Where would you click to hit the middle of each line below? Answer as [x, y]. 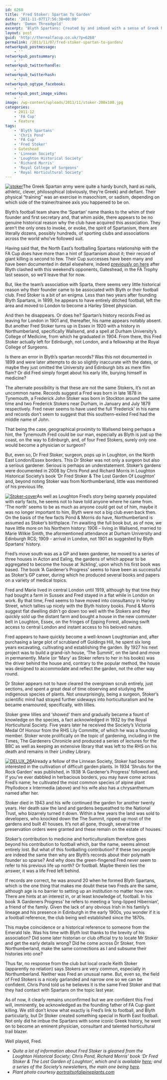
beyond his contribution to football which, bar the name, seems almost [77, 844]
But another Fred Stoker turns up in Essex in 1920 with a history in [73, 326]
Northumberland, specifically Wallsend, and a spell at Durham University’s [81, 331]
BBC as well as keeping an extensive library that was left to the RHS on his [81, 746]
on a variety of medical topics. [36, 580]
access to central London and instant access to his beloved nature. [74, 627]
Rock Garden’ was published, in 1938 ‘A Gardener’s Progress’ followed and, [82, 772]
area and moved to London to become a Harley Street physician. [71, 306]
